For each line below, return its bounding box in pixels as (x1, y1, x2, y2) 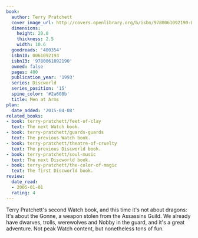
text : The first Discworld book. (11, 168, 94, 174)
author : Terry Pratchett (11, 14, 72, 20)
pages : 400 (11, 69, 38, 75)
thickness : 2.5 (16, 36, 54, 42)
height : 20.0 (16, 31, 49, 37)
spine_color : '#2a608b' (11, 91, 70, 97)
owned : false (11, 63, 44, 70)
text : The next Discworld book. (11, 157, 91, 163)
